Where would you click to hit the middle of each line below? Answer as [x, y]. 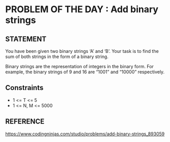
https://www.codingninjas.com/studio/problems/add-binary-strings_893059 [85, 134]
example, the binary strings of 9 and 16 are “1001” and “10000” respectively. [85, 72]
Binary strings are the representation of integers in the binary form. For [80, 66]
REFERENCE [25, 121]
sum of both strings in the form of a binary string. [57, 56]
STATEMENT [26, 39]
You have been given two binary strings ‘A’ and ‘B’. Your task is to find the [82, 51]
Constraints [24, 88]
